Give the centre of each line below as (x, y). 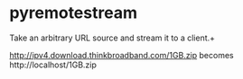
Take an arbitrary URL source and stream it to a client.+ (112, 38)
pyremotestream (74, 13)
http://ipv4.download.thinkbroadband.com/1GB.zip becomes (121, 55)
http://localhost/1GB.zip (53, 65)
